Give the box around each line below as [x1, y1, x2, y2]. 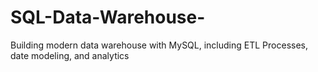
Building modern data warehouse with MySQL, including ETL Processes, [10, 39, 308, 51]
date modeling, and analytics [10, 49, 130, 61]
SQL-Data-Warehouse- [10, 6, 206, 29]
